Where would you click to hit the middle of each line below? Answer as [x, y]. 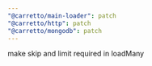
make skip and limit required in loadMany [76, 54]
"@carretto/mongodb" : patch [55, 31]
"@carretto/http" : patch [49, 23]
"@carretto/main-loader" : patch [62, 16]
